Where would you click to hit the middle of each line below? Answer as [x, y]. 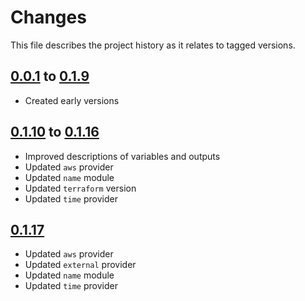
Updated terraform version [80, 188]
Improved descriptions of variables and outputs [122, 156]
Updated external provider [80, 265]
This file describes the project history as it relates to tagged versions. [153, 45]
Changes [48, 17]
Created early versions [72, 100]
